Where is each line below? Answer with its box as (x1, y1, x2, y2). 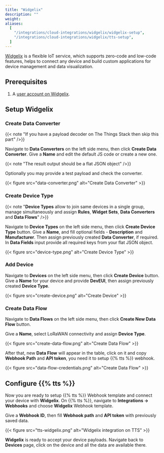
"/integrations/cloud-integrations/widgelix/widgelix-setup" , (14, 30, 145, 35)
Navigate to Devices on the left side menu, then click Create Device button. (5, 272, 160, 278)
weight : (5, 16, 21, 21)
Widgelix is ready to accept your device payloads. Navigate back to (5, 437, 144, 443)
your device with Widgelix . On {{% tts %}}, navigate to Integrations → (5, 397, 149, 403)
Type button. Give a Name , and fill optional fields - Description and (5, 229, 143, 235)
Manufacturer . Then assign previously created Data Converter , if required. (5, 234, 159, 240)
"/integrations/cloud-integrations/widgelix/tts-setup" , (14, 35, 134, 40)
